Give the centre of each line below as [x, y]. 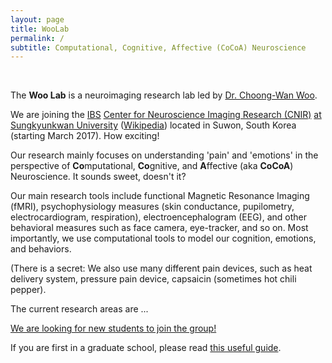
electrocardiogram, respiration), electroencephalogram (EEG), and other [158, 217]
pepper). [28, 290]
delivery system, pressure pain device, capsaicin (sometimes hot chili [153, 279]
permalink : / [37, 38]
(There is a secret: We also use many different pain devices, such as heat [161, 268]
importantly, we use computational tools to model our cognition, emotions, [163, 238]
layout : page [37, 19]
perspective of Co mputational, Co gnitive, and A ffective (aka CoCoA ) [152, 166]
